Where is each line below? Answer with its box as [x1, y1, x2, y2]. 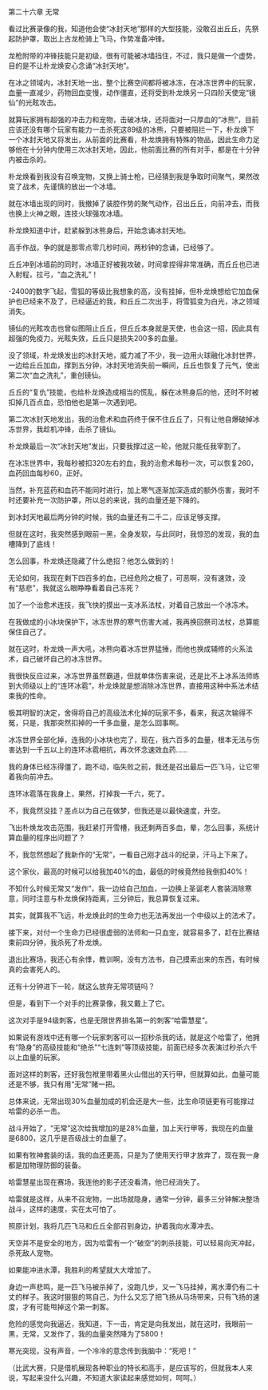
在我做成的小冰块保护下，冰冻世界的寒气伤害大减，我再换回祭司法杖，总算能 [8, 618, 260, 626]
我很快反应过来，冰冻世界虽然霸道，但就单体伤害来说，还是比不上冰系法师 [8, 671, 253, 681]
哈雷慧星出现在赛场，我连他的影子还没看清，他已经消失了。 [8, 1178, 204, 1186]
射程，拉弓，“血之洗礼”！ [14, 270, 99, 279]
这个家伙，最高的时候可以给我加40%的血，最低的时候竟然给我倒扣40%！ [8, 867, 250, 876]
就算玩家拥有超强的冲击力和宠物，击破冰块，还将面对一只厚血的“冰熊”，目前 [8, 115, 259, 124]
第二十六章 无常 [8, 7, 60, 16]
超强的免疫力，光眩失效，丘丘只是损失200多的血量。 [8, 334, 183, 343]
